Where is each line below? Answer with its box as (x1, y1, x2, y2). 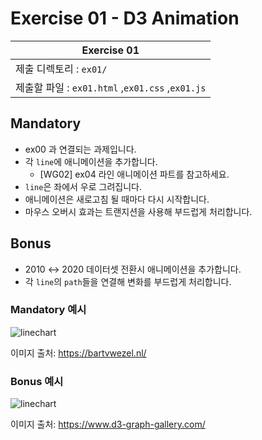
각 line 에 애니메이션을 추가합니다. (24, 155, 158, 167)
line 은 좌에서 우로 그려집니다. (24, 180, 142, 192)
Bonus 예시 (10, 374, 64, 388)
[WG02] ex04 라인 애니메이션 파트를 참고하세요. (39, 168, 230, 180)
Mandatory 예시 (10, 303, 87, 317)
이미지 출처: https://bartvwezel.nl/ (10, 347, 147, 359)
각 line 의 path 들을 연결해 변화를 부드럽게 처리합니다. (24, 275, 232, 287)
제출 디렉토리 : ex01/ (15, 62, 108, 76)
